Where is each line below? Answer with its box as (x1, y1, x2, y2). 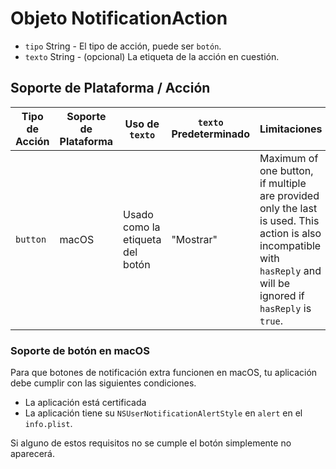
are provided (259, 188, 320, 202)
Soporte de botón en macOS (10, 343, 150, 357)
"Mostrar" (171, 232, 218, 246)
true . (259, 313, 284, 327)
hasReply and (259, 263, 322, 277)
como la (123, 220, 161, 234)
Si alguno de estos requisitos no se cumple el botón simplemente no (10, 437, 292, 449)
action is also (259, 226, 322, 240)
